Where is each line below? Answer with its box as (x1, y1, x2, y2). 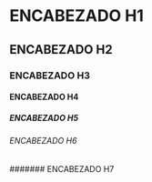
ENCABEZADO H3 (9, 69, 91, 82)
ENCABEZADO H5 (9, 112, 79, 123)
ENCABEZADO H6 (9, 136, 77, 147)
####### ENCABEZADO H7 (9, 163, 115, 174)
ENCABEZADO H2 (9, 42, 113, 57)
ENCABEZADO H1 (9, 5, 144, 26)
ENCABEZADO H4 (9, 92, 79, 103)
